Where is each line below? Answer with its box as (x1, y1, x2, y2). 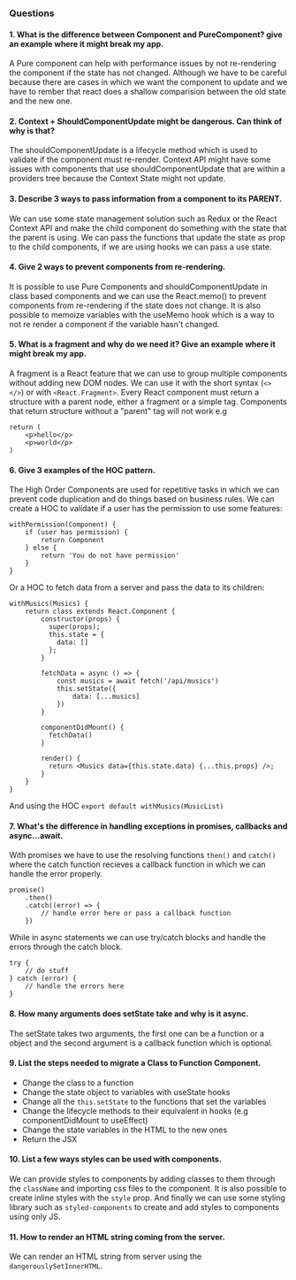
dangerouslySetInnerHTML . (9, 1261, 103, 1271)
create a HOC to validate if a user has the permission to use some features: (9, 503, 283, 514)
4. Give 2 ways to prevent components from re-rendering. (9, 262, 226, 272)
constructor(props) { (41, 615, 121, 624)
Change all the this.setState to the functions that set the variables (21, 1096, 267, 1107)
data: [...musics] (72, 693, 140, 701)
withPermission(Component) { (9, 520, 117, 529)
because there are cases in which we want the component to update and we (9, 77, 288, 88)
